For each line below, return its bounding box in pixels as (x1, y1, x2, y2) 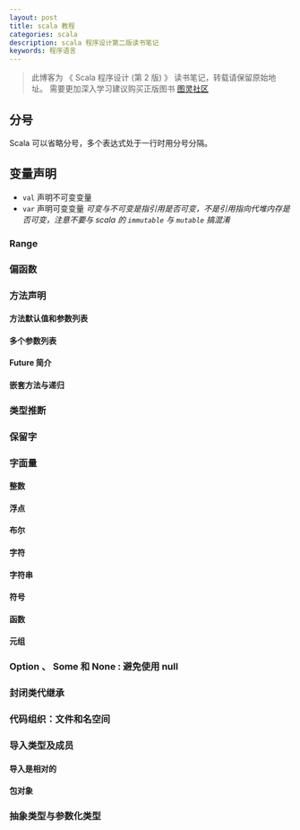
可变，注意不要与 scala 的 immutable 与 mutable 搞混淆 (30, 214, 230, 225)
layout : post (9, 13, 58, 22)
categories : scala (9, 30, 78, 39)
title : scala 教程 (9, 22, 75, 30)
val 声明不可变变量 (21, 192, 92, 203)
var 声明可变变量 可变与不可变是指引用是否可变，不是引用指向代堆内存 (21, 203, 283, 213)
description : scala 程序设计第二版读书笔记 (9, 38, 159, 48)
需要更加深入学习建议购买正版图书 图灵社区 (48, 83, 209, 94)
